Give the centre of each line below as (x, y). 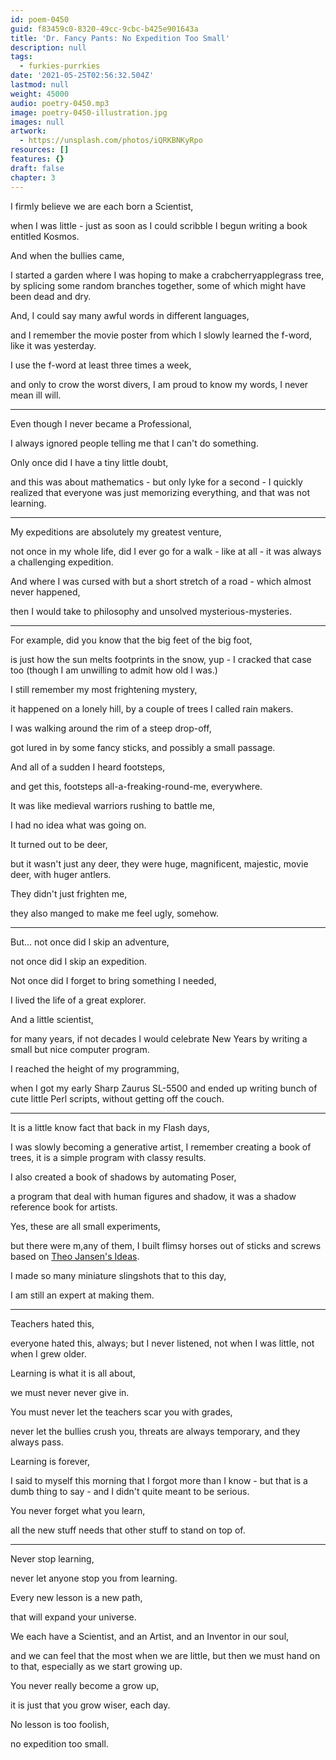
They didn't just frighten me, (69, 893)
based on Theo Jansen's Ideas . (75, 1256)
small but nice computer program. (80, 1049)
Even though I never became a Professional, (101, 423)
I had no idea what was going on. (78, 825)
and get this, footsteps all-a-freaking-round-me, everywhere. (136, 786)
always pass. (37, 1442)
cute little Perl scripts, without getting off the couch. (117, 1098)
